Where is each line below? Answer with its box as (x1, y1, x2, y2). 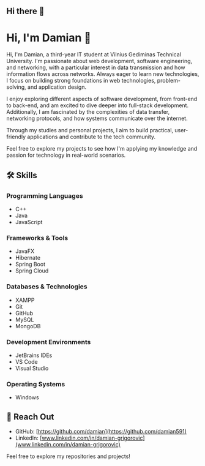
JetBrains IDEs (15, 351, 53, 359)
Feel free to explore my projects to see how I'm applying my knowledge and (6, 145, 198, 152)
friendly (6, 133, 26, 141)
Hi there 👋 (6, 6, 45, 17)
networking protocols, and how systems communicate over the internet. (6, 115, 188, 122)
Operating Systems (6, 380, 65, 388)
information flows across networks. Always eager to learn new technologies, (6, 70, 199, 78)
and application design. (27, 83, 87, 91)
